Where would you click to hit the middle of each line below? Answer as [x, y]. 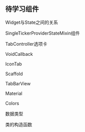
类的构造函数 [19, 124]
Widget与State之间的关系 [32, 22]
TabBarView [18, 83]
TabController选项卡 [26, 44]
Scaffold [14, 74]
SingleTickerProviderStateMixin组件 [42, 33]
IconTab [13, 64]
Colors [12, 103]
